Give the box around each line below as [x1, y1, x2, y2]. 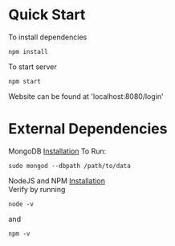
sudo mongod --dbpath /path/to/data [8, 162, 131, 170]
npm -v [8, 229, 31, 238]
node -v [8, 199, 35, 208]
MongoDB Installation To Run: [8, 146, 107, 156]
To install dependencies [8, 32, 87, 42]
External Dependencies [8, 120, 168, 138]
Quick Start [8, 6, 86, 24]
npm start [8, 77, 42, 85]
